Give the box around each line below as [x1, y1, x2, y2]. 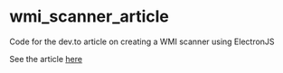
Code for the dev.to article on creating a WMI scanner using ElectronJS [9, 36, 275, 47]
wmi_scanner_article [9, 6, 170, 27]
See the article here [9, 53, 83, 64]
